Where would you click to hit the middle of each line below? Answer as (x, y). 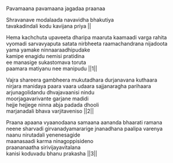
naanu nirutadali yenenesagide (43, 135)
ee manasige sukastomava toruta (46, 62)
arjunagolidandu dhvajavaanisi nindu (50, 92)
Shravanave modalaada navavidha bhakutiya (60, 20)
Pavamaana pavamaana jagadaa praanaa (56, 9)
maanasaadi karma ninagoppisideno (50, 141)
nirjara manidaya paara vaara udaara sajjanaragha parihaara (79, 86)
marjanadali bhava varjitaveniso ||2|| (50, 111)
